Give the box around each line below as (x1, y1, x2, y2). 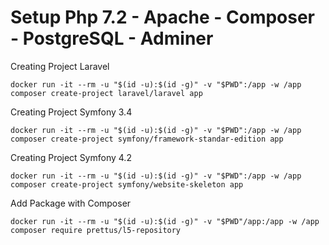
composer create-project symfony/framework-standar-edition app (10, 134, 284, 144)
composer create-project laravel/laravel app (10, 88, 203, 98)
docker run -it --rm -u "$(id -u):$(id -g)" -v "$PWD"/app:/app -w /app (10, 216, 320, 226)
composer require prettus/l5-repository (10, 225, 182, 235)
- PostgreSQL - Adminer (10, 27, 214, 50)
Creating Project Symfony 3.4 (10, 106, 133, 118)
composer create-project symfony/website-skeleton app (10, 179, 244, 190)
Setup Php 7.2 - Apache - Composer (10, 6, 316, 29)
